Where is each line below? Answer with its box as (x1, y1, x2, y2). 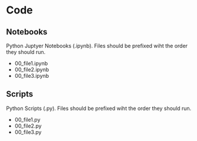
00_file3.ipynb (14, 73, 49, 79)
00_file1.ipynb (14, 60, 48, 67)
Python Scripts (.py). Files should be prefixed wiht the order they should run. (6, 105, 192, 112)
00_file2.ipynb (14, 66, 49, 73)
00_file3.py (14, 128, 42, 135)
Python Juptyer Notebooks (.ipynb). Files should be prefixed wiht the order (6, 42, 188, 49)
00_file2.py (14, 122, 42, 129)
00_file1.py (14, 116, 41, 123)
